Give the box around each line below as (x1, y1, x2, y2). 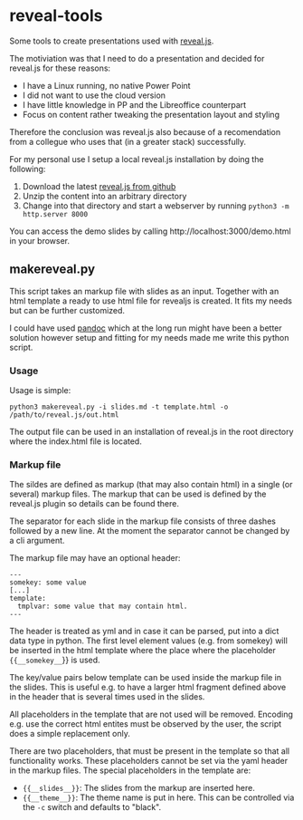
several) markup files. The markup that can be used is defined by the (9, 488, 267, 499)
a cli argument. (9, 535, 65, 546)
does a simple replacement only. (9, 728, 131, 739)
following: (9, 163, 46, 174)
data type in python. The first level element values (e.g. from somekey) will (9, 635, 288, 646)
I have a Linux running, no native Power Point (22, 80, 192, 91)
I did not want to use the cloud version (22, 90, 166, 101)
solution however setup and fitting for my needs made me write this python (9, 332, 289, 342)
